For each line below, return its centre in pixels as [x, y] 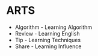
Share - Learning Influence [48, 46]
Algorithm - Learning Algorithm [54, 27]
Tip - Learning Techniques [48, 40]
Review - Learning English [47, 33]
